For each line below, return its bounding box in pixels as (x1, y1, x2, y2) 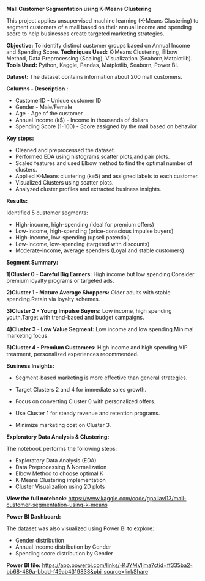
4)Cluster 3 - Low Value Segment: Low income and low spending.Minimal (6, 326, 194, 332)
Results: (6, 197, 28, 204)
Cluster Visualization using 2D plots (15, 483, 105, 490)
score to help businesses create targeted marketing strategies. (6, 30, 165, 37)
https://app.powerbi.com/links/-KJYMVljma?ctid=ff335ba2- (42, 561, 193, 569)
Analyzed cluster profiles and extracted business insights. (15, 186, 162, 192)
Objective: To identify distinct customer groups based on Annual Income (6, 42, 190, 49)
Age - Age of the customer (15, 110, 83, 117)
